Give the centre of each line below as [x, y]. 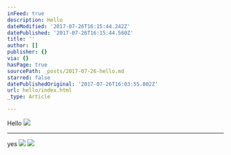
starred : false [29, 77]
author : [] [23, 45]
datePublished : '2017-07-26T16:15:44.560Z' [70, 33]
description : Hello [35, 20]
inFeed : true [26, 13]
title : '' [21, 39]
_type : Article [29, 97]
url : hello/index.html [40, 90]
